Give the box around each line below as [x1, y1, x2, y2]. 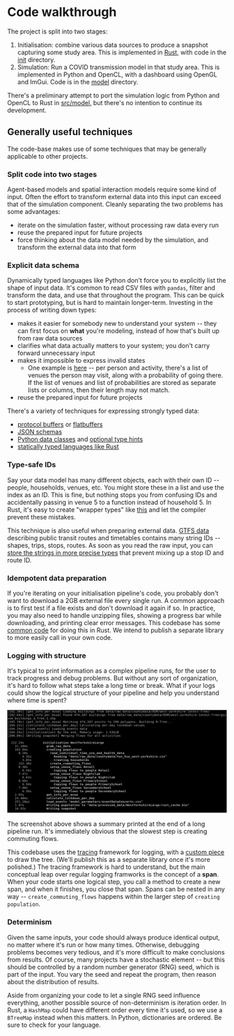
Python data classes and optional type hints [17, 435, 143, 444]
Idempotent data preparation [7, 573, 107, 583]
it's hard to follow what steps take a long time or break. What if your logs [7, 682, 216, 690]
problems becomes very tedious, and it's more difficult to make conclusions [7, 948, 225, 956]
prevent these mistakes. [7, 512, 77, 521]
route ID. [7, 556, 32, 564]
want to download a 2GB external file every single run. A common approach [7, 596, 225, 604]
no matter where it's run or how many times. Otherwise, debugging [7, 941, 200, 949]
